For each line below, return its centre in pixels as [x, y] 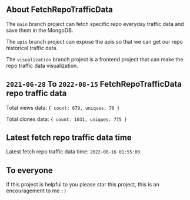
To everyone [29, 170]
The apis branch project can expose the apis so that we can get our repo [95, 41]
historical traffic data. [32, 48]
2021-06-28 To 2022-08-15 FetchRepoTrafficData [94, 84]
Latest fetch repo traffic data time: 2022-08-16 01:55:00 [73, 152]
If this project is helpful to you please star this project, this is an [83, 185]
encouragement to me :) [36, 191]
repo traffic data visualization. [42, 65]
